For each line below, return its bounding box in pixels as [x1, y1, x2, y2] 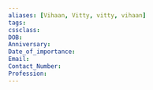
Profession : [8, 70, 47, 77]
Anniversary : [8, 41, 51, 49]
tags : [8, 19, 26, 27]
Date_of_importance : [8, 48, 76, 56]
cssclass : [8, 26, 41, 34]
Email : [8, 56, 30, 63]
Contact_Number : [8, 63, 62, 70]
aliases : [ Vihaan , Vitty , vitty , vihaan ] [8, 11, 147, 20]
